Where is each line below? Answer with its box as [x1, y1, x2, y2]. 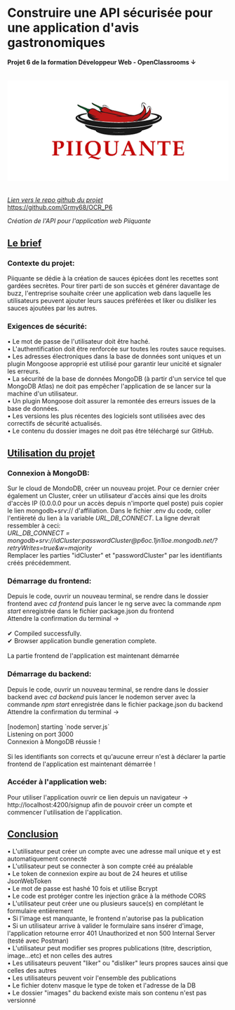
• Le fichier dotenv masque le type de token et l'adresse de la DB [7, 981, 196, 990]
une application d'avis [7, 20, 139, 36]
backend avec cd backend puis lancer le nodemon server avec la [7, 692, 196, 701]
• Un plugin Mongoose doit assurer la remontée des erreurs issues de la [7, 397, 216, 405]
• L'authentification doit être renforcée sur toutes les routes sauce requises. [7, 345, 227, 353]
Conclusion [7, 828, 59, 840]
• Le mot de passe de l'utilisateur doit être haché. [7, 337, 151, 346]
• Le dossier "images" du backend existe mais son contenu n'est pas [7, 988, 207, 997]
